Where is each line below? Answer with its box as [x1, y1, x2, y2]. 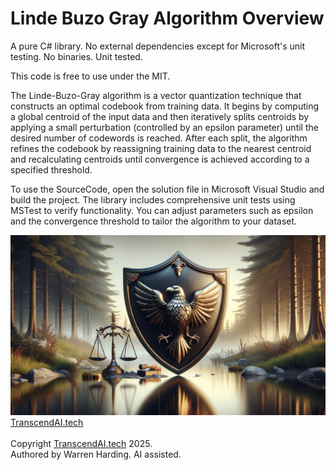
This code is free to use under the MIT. [10, 70, 171, 82]
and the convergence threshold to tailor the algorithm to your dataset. [10, 215, 298, 227]
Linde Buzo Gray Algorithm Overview [10, 7, 325, 30]
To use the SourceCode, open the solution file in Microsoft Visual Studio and [10, 183, 325, 195]
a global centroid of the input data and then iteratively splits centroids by [10, 110, 310, 122]
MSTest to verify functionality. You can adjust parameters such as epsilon [10, 204, 314, 216]
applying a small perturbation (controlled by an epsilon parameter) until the [10, 121, 319, 133]
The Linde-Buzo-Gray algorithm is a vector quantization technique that [10, 89, 302, 101]
